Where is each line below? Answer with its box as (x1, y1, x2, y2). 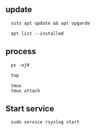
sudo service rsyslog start (11, 119, 80, 125)
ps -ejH (11, 62, 30, 68)
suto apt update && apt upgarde (11, 20, 91, 26)
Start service (5, 104, 54, 114)
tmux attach (11, 88, 41, 93)
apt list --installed (11, 31, 64, 36)
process (5, 46, 37, 56)
